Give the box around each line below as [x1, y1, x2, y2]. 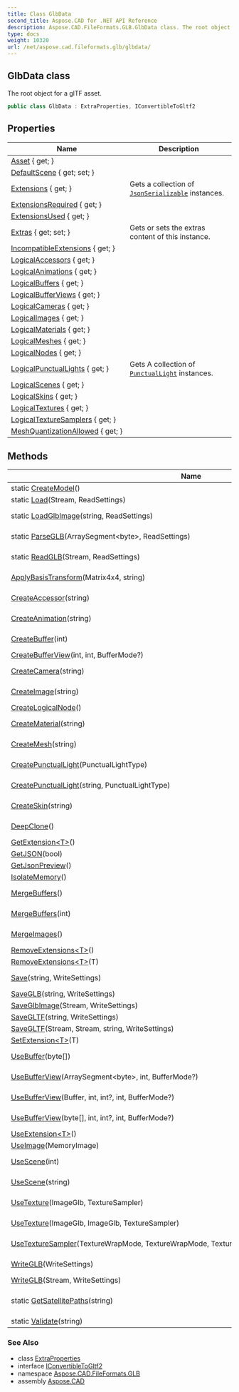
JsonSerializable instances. [129, 188, 224, 198]
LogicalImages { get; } [11, 313, 84, 322]
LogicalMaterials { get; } [11, 324, 90, 334]
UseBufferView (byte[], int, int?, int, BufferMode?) [11, 1113, 174, 1123]
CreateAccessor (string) [11, 593, 90, 603]
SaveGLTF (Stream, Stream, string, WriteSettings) [11, 1024, 174, 1034]
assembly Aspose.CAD [17, 1376, 85, 1385]
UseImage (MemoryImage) [11, 1141, 100, 1151]
